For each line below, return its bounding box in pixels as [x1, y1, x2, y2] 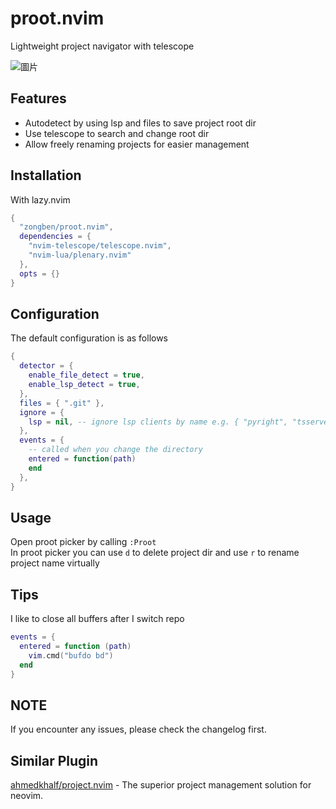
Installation [10, 167, 82, 184]
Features [10, 90, 67, 107]
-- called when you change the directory [28, 445, 203, 455]
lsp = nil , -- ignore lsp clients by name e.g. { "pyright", [28, 417, 288, 427]
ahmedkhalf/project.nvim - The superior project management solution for [10, 779, 312, 791]
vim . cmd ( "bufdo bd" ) [28, 650, 114, 661]
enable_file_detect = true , [28, 370, 145, 381]
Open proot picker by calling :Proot [10, 536, 157, 548]
